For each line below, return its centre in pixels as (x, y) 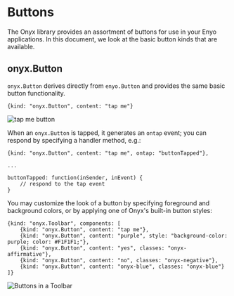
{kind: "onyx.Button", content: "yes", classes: (92, 248)
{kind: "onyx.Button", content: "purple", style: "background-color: (124, 236)
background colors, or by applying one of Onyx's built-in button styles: (110, 210)
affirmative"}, (30, 254)
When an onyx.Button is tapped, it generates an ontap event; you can (107, 133)
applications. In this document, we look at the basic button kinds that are (112, 39)
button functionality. (36, 93)
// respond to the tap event (63, 184)
